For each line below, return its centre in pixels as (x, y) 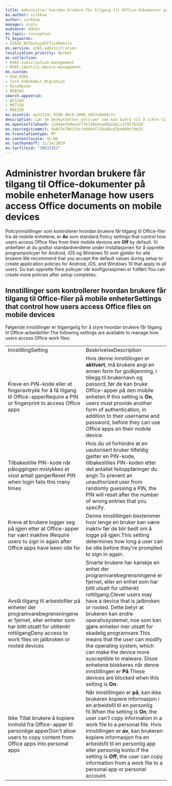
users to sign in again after (40, 541)
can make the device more (118, 652)
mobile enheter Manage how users (80, 195)
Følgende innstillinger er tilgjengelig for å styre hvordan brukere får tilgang (84, 327)
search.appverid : (24, 96)
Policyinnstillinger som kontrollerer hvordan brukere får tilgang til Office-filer (86, 231)
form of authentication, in (116, 409)
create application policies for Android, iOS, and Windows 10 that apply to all (86, 264)
